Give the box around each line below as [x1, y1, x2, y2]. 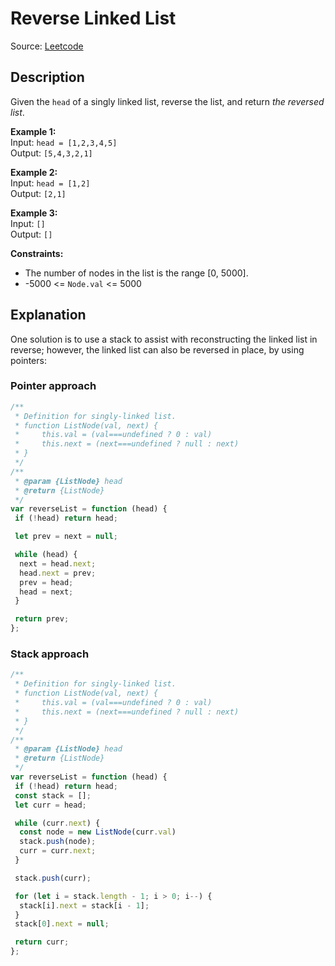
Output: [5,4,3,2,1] [10, 147, 93, 159]
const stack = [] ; [14, 790, 92, 801]
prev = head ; [19, 577, 74, 587]
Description [10, 69, 85, 86]
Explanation [10, 307, 87, 324]
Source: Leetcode [10, 40, 84, 52]
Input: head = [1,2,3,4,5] [10, 136, 118, 148]
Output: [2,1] [10, 187, 67, 199]
